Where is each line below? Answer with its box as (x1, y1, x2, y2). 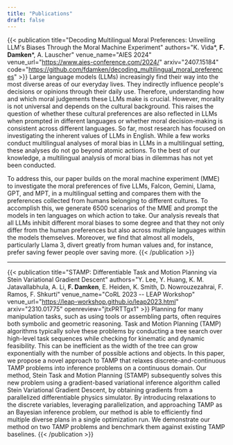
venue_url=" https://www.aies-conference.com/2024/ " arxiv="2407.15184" (7, 58, 219, 66)
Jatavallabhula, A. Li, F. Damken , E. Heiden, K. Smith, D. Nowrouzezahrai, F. (7, 282, 224, 291)
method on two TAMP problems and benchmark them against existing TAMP (7, 422, 225, 430)
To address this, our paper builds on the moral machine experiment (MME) (7, 174, 220, 182)
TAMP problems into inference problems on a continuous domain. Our (7, 363, 207, 372)
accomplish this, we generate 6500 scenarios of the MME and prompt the (7, 204, 218, 212)
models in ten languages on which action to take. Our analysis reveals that (7, 211, 220, 219)
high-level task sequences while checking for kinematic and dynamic (7, 334, 205, 342)
